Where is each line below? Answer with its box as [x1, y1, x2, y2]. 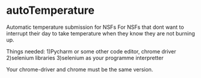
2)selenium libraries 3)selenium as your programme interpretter [6, 54, 164, 61]
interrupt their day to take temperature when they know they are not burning [6, 29, 196, 37]
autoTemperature [6, 4, 95, 17]
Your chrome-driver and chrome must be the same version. [6, 65, 153, 73]
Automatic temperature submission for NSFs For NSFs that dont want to [6, 23, 185, 31]
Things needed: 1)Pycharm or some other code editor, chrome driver [6, 47, 176, 55]
